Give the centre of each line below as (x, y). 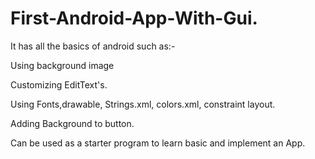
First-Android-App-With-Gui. (134, 18)
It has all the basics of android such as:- (93, 46)
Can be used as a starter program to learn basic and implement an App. (158, 143)
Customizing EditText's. (59, 84)
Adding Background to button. (72, 123)
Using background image (62, 65)
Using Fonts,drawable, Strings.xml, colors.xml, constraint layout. (143, 104)
